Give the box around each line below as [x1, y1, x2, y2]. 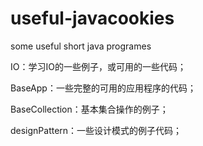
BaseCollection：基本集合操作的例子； [10, 103, 169, 115]
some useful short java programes [10, 40, 152, 52]
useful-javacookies [10, 7, 175, 30]
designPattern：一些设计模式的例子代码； [10, 124, 183, 136]
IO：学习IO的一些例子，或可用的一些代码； [10, 60, 187, 72]
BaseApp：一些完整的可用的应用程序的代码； [10, 82, 197, 94]
